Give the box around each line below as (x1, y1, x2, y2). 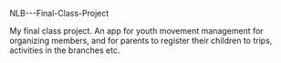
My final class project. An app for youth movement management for (9, 26, 264, 36)
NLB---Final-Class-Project (9, 8, 109, 18)
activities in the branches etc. (9, 45, 120, 56)
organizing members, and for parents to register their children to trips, (9, 36, 273, 46)
